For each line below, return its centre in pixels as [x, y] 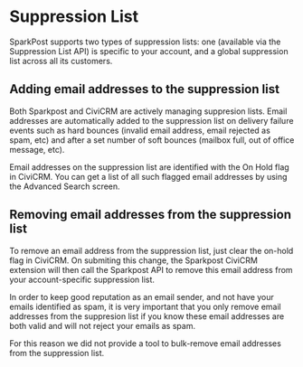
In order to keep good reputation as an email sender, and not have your [142, 296]
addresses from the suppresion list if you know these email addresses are [147, 316]
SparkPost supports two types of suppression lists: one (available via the [145, 42]
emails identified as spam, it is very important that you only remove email [146, 306]
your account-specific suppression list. [82, 279]
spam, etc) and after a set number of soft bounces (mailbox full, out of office [152, 140]
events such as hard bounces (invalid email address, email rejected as [140, 130]
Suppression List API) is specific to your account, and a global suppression [149, 51]
